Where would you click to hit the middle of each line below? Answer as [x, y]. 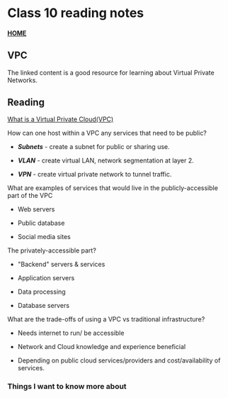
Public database [41, 223]
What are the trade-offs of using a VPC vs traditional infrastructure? [106, 319]
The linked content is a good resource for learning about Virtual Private [111, 72]
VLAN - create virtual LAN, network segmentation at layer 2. [106, 160]
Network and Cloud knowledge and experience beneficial [102, 347]
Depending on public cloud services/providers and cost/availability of [119, 360]
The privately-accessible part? [52, 250]
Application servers [46, 278]
